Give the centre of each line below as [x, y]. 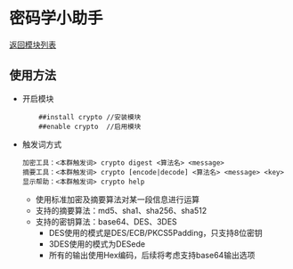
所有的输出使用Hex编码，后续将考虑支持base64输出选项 [152, 255]
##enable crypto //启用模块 [90, 126]
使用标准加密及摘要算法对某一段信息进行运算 [118, 199]
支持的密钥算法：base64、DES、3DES [106, 221]
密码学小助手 [57, 18]
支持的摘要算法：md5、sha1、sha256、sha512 [121, 210]
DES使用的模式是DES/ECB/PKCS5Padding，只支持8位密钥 [155, 232]
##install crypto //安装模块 [90, 117]
